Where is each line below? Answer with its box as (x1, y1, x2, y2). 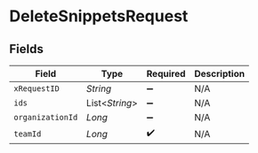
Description (194, 68, 246, 80)
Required (146, 68, 186, 80)
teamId (13, 128, 42, 139)
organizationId (13, 112, 78, 122)
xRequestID (13, 84, 60, 94)
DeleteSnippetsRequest (9, 6, 189, 27)
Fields (9, 42, 44, 57)
